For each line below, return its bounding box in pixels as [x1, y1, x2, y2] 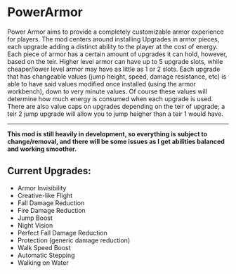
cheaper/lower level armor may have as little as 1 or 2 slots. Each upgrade [7, 65, 221, 73]
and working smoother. [7, 145, 77, 153]
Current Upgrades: [7, 165, 91, 177]
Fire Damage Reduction [17, 206, 86, 214]
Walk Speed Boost [17, 243, 72, 252]
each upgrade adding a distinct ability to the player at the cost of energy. [7, 42, 218, 51]
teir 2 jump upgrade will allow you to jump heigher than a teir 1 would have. [7, 110, 223, 118]
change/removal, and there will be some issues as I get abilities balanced [7, 137, 225, 145]
